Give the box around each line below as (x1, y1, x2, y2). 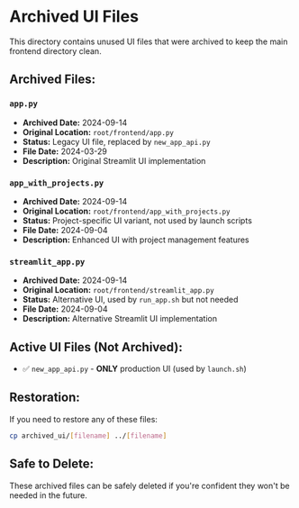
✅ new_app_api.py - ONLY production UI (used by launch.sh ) (22, 363, 248, 375)
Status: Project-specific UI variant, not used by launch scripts (22, 214, 252, 226)
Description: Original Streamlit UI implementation (22, 155, 206, 166)
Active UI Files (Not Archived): (9, 340, 183, 355)
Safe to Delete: (9, 457, 95, 472)
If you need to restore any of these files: (9, 413, 158, 424)
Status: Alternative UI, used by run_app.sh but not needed (22, 295, 239, 305)
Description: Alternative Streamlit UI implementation (22, 313, 218, 324)
